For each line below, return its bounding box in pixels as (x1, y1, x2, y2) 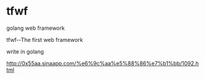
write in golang (6, 47, 44, 55)
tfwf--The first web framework (6, 36, 84, 43)
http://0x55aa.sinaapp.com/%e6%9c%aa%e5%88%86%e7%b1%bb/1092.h (6, 60, 199, 67)
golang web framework (6, 24, 65, 32)
